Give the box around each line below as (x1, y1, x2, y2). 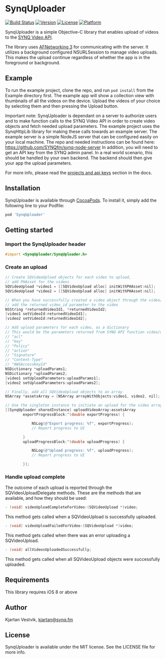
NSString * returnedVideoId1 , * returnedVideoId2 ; (5, 307, 107, 312)
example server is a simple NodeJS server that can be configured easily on (5, 133, 158, 139)
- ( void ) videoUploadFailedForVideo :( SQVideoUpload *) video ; (5, 524, 134, 529)
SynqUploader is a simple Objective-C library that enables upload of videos (5, 29, 159, 35)
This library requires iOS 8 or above (5, 589, 78, 595)
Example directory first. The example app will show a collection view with (5, 92, 155, 98)
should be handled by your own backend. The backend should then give (5, 155, 152, 161)
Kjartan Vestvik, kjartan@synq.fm (5, 616, 73, 622)
